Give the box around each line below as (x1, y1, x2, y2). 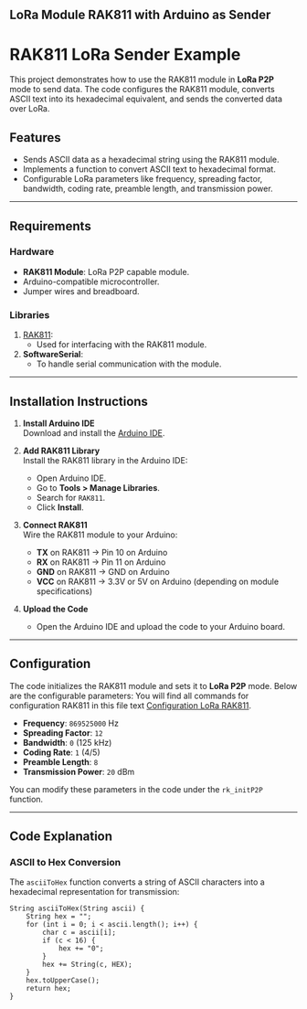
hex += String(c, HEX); (42, 960, 132, 970)
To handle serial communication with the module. (36, 358, 222, 369)
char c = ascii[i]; (42, 928, 117, 938)
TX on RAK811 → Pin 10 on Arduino (36, 547, 168, 558)
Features (9, 130, 61, 145)
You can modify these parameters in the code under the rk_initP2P (9, 783, 263, 794)
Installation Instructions (9, 393, 149, 409)
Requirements (9, 218, 91, 234)
